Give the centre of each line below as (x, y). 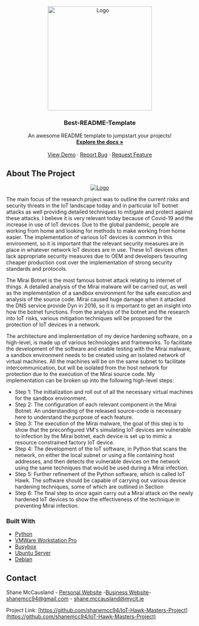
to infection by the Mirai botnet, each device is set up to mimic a (93, 436)
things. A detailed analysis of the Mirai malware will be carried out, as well (97, 287)
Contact (21, 578)
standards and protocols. (37, 269)
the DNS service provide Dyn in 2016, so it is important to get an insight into (99, 306)
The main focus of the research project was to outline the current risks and (98, 199)
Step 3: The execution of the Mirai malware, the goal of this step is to (99, 424)
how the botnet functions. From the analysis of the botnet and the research (98, 312)
